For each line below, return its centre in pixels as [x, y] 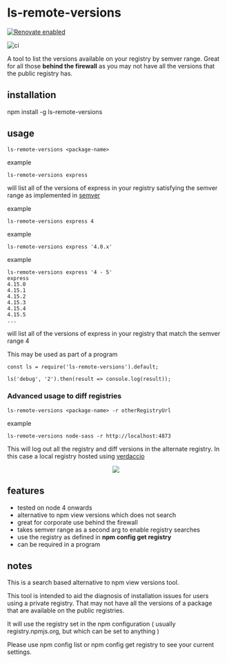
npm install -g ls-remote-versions [55, 111]
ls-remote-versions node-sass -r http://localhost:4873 [89, 436]
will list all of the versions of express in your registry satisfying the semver [112, 187]
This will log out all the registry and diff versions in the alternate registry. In [113, 449]
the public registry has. [40, 73]
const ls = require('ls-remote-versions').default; [83, 367]
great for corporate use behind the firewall [77, 522]
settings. [20, 652]
